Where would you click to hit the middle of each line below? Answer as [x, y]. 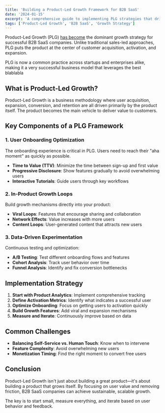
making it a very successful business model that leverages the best [73, 68]
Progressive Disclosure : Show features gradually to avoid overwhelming [86, 170]
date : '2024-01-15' [25, 14]
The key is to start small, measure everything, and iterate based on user [78, 401]
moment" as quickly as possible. [38, 156]
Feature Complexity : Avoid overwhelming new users [66, 348]
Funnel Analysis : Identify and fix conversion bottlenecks [69, 268]
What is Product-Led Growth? [52, 88]
